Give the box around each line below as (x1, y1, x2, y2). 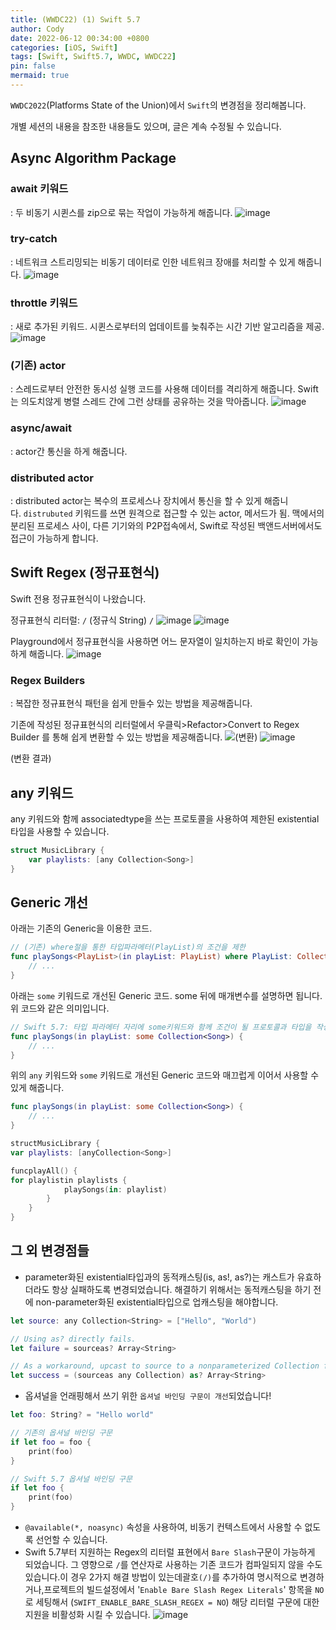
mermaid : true (10, 71, 70, 81)
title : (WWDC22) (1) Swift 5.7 (10, 14, 141, 25)
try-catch (10, 232, 58, 246)
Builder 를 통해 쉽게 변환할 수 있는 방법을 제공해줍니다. (10, 731, 223, 743)
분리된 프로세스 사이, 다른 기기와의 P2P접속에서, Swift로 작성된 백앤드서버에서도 (10, 520, 323, 532)
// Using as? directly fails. (10, 1334, 137, 1344)
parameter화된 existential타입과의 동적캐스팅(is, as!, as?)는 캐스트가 (24, 1271, 295, 1283)
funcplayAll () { (10, 1166, 78, 1176)
